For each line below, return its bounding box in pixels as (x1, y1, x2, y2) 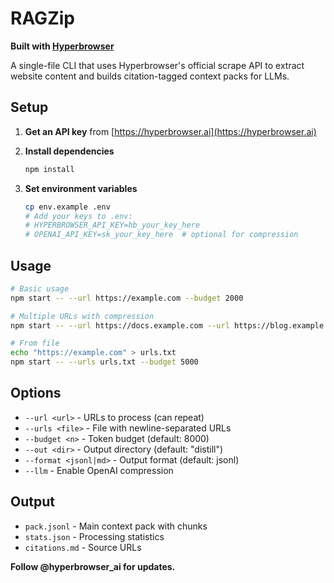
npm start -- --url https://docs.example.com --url (10, 320, 230, 331)
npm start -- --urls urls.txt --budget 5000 (10, 357, 199, 367)
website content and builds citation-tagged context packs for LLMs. (10, 70, 290, 82)
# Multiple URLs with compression (10, 311, 155, 321)
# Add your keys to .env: (24, 211, 133, 221)
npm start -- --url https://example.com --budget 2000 (10, 293, 244, 303)
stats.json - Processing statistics (24, 530, 165, 542)
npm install (24, 164, 75, 174)
